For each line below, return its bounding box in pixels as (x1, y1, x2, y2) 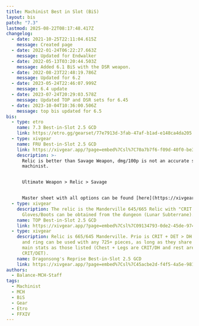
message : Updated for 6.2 (17, 75, 81, 81)
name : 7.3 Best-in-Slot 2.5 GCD (17, 125, 97, 131)
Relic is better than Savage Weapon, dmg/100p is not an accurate (21, 158, 190, 164)
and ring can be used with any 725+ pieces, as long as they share (21, 239, 192, 245)
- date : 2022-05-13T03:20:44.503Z (11, 58, 97, 64)
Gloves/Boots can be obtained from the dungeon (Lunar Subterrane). (21, 211, 195, 217)
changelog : (6, 31, 33, 37)
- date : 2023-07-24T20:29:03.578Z (11, 91, 97, 97)
